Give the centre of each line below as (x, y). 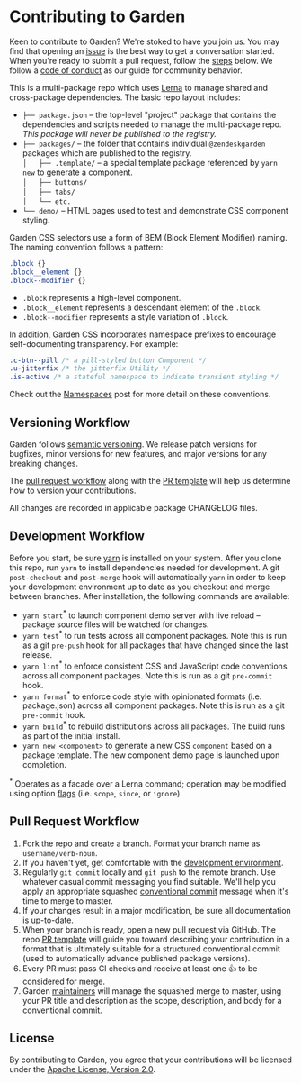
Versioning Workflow (70, 422)
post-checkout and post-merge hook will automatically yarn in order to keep (147, 577)
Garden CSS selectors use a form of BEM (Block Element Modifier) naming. (148, 237)
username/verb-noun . (60, 852)
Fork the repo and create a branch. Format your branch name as (141, 843)
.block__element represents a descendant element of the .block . (142, 307)
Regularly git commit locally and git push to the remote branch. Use (149, 872)
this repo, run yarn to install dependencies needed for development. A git (145, 567)
